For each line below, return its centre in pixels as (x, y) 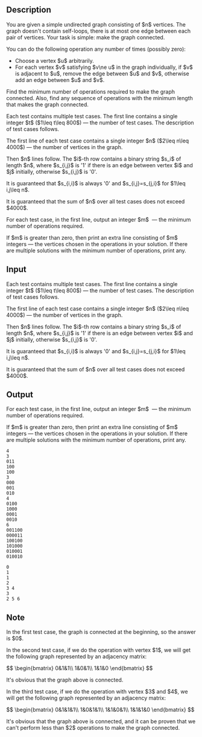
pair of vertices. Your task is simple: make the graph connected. (86, 37)
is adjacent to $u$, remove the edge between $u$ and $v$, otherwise (102, 73)
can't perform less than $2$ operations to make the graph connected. (93, 728)
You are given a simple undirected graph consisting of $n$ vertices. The (96, 24)
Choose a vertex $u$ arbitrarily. (55, 60)
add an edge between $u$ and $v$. (60, 80)
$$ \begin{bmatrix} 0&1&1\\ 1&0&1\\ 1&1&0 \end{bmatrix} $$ (80, 668)
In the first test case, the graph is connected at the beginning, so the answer (101, 632)
